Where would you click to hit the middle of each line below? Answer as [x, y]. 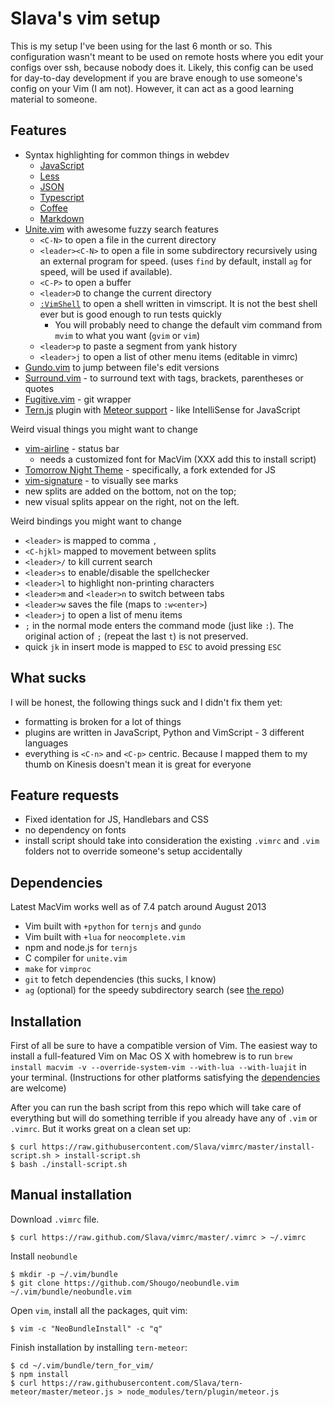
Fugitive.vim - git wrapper [78, 399]
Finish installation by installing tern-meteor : [99, 1347]
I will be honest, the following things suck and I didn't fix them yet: [146, 702]
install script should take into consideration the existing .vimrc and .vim [172, 841]
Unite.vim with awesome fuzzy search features [121, 229]
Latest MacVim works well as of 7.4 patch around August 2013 [138, 907]
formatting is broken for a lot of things [103, 721]
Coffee [53, 208]
